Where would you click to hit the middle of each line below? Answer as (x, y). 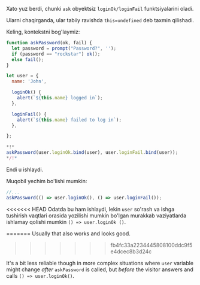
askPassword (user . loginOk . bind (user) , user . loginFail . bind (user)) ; (92, 153)
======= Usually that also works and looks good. (68, 234)
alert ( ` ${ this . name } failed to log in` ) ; (69, 120)
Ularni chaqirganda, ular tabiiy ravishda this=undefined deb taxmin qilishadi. (100, 20)
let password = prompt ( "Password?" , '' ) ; (64, 48)
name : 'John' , (29, 81)
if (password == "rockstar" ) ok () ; (56, 54)
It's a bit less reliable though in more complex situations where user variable (100, 263)
